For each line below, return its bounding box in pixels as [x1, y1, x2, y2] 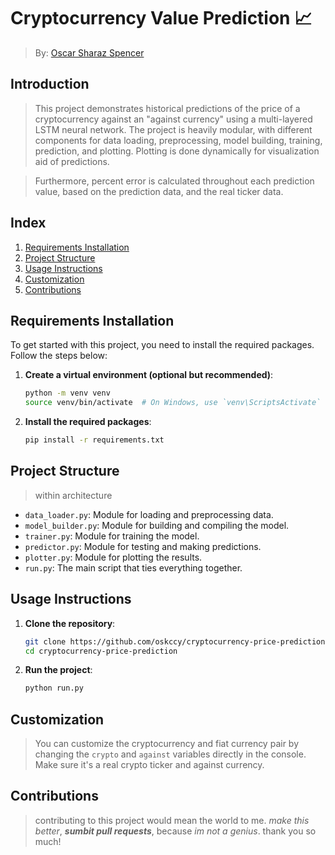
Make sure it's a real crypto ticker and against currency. [34, 759, 265, 771]
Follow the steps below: [10, 350, 108, 362]
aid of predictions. [34, 155, 110, 167]
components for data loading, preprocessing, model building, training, [34, 134, 323, 146]
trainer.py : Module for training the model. [24, 530, 200, 542]
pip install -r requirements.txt [24, 435, 165, 445]
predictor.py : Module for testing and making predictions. [24, 540, 262, 552]
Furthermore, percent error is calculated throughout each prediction [34, 175, 315, 187]
